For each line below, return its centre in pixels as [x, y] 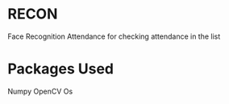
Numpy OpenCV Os [40, 91]
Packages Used [61, 69]
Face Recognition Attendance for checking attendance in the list [114, 36]
